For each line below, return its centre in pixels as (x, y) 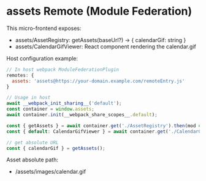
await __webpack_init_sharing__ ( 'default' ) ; (64, 103)
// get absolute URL (33, 142)
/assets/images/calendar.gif (51, 172)
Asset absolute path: (32, 160)
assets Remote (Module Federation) (99, 11)
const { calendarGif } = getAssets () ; (56, 148)
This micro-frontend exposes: (44, 28)
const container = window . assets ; (51, 109)
